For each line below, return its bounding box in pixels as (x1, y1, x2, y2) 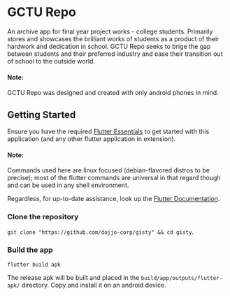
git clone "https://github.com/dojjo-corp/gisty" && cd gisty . (7, 228, 194, 236)
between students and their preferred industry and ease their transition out (7, 50, 223, 58)
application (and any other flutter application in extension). (7, 134, 176, 143)
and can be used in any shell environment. (7, 181, 129, 189)
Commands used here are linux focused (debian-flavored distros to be (7, 166, 210, 175)
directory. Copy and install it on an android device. (21, 281, 166, 289)
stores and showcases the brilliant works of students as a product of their (7, 34, 220, 43)
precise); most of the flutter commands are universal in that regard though (7, 174, 222, 182)
